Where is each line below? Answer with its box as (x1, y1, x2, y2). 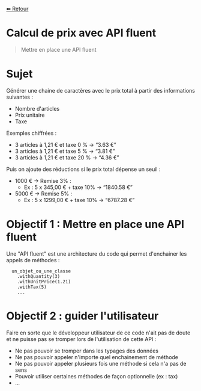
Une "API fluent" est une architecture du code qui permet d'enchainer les (6, 250, 187, 257)
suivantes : (6, 93, 33, 100)
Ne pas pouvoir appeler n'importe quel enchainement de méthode (14, 353, 179, 360)
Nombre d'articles (14, 105, 60, 112)
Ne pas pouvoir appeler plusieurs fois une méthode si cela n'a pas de (14, 360, 187, 367)
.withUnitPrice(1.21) (17, 279, 71, 285)
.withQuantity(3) (17, 273, 61, 279)
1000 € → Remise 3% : (14, 177, 71, 184)
